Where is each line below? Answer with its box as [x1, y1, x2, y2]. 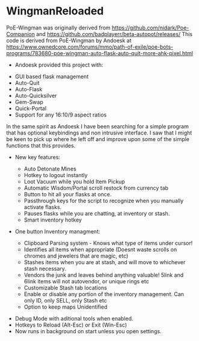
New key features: [14, 153, 61, 160]
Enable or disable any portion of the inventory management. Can [23, 290, 185, 298]
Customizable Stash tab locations [23, 284, 107, 291]
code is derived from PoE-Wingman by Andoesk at [6, 37, 132, 44]
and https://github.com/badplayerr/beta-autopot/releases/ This [35, 30, 193, 37]
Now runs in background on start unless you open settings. [14, 327, 162, 334]
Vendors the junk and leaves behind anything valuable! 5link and [23, 271, 184, 279]
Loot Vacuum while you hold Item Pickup [23, 178, 125, 185]
